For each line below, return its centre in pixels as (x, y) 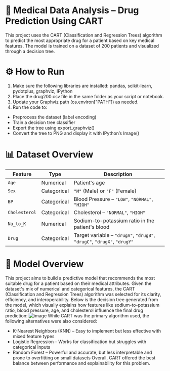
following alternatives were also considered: (51, 321)
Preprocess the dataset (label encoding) (54, 117)
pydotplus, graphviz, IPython (42, 91)
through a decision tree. (30, 51)
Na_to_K (17, 224)
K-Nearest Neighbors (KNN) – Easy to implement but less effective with (87, 331)
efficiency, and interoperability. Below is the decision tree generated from (82, 299)
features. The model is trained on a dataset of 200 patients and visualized (82, 46)
